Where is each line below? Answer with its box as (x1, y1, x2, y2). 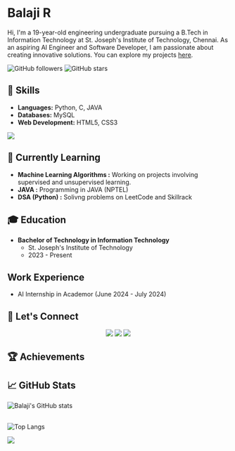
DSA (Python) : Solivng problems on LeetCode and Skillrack (17, 192, 192, 201)
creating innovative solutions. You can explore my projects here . (7, 51, 193, 59)
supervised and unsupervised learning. (17, 178, 132, 186)
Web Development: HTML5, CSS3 (17, 118, 118, 126)
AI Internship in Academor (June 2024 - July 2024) (17, 290, 167, 299)
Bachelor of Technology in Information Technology (17, 236, 170, 244)
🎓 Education (7, 214, 67, 225)
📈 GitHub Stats (7, 379, 76, 391)
